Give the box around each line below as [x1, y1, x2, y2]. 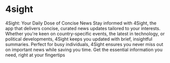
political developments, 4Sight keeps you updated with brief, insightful [5, 36, 153, 42]
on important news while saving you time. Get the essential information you [5, 46, 163, 52]
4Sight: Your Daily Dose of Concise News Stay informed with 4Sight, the [5, 20, 157, 26]
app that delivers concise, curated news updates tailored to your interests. [5, 25, 161, 31]
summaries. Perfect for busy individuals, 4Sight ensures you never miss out [5, 41, 163, 47]
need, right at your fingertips [5, 51, 65, 58]
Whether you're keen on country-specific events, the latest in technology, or [5, 30, 165, 36]
